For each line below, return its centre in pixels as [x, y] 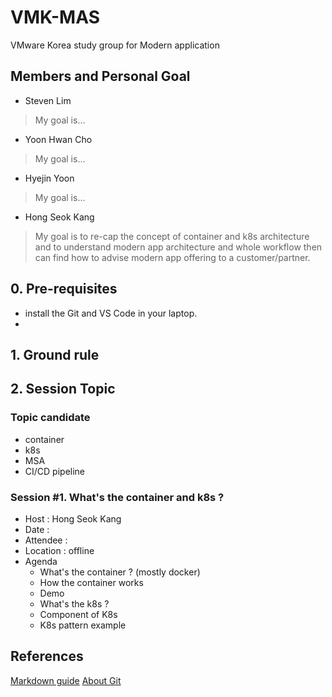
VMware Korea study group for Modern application [115, 45]
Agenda [41, 561]
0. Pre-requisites [64, 289]
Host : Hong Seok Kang [73, 518]
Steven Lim [48, 100]
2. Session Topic [63, 389]
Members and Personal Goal [100, 76]
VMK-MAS [55, 17]
